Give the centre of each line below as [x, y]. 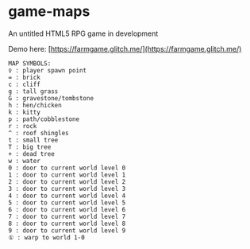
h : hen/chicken [35, 105]
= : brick [25, 77]
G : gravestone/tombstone [51, 98]
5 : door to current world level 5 [67, 202]
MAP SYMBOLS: [30, 63]
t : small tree [33, 140]
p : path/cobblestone [44, 119]
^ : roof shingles [38, 133]
